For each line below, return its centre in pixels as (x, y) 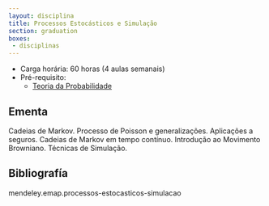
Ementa (28, 111)
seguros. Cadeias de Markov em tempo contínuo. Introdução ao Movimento (134, 139)
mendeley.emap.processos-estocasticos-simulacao (95, 193)
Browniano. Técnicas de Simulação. (68, 148)
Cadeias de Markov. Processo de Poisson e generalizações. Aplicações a (131, 131)
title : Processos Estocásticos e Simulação (83, 23)
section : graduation (43, 31)
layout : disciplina (41, 16)
